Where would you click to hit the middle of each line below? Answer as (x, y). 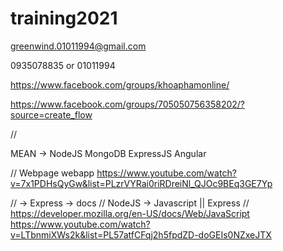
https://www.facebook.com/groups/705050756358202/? (127, 104)
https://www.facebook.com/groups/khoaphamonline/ (120, 84)
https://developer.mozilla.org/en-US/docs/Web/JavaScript (130, 213)
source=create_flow (51, 114)
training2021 (64, 18)
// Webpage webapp (52, 173)
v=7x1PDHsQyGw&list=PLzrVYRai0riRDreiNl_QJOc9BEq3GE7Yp (141, 183)
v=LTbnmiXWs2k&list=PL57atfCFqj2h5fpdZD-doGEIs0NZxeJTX (141, 234)
